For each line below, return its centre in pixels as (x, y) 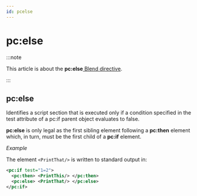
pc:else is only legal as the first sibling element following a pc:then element (98, 130)
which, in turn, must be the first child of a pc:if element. (74, 137)
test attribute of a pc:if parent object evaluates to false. (73, 119)
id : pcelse (19, 12)
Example (17, 148)
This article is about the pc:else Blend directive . (64, 68)
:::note (14, 57)
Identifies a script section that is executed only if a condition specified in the (99, 113)
